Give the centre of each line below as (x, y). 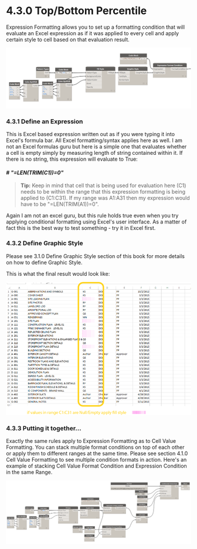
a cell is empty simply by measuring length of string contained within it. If (94, 153)
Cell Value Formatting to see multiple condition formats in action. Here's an (96, 460)
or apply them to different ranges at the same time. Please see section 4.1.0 (97, 453)
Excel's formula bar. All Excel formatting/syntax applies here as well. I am (94, 140)
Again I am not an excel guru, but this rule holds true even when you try (92, 216)
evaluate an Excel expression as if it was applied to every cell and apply (93, 33)
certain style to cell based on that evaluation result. (68, 39)
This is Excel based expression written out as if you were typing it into (90, 134)
